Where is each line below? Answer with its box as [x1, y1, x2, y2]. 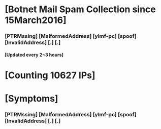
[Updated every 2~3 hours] [5, 51, 64, 58]
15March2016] [5, 14, 67, 26]
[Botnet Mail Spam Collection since [5, 4, 156, 15]
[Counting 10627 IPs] [5, 69, 95, 81]
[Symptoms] [5, 93, 58, 105]
